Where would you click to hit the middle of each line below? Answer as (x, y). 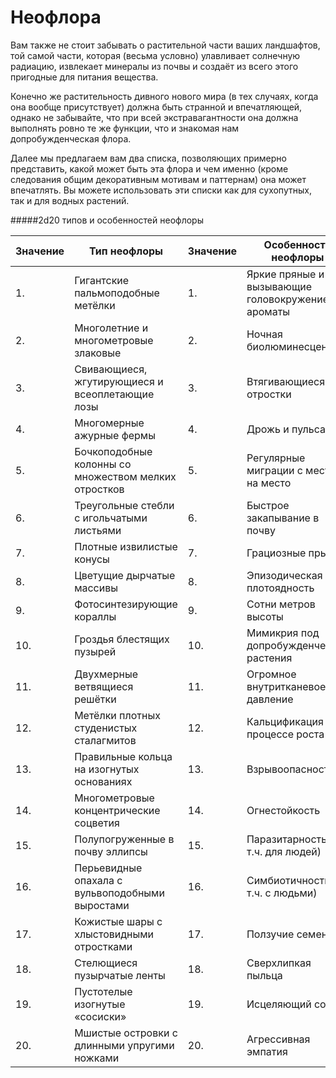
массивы (96, 588)
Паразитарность (287, 839)
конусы (92, 559)
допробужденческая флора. (71, 138)
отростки (269, 394)
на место (269, 483)
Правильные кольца (123, 756)
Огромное (271, 674)
